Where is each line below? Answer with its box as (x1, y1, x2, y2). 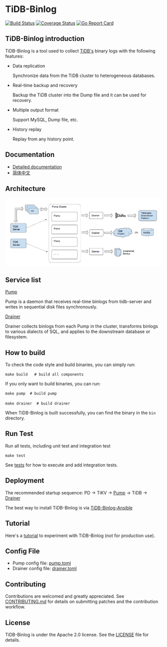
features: (5, 53, 24, 59)
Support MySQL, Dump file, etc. (12, 116, 78, 122)
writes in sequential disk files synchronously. (5, 304, 97, 310)
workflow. (5, 604, 25, 610)
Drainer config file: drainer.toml (12, 565, 77, 571)
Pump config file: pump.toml (12, 560, 71, 566)
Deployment (5, 476, 44, 485)
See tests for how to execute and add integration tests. (5, 461, 118, 468)
